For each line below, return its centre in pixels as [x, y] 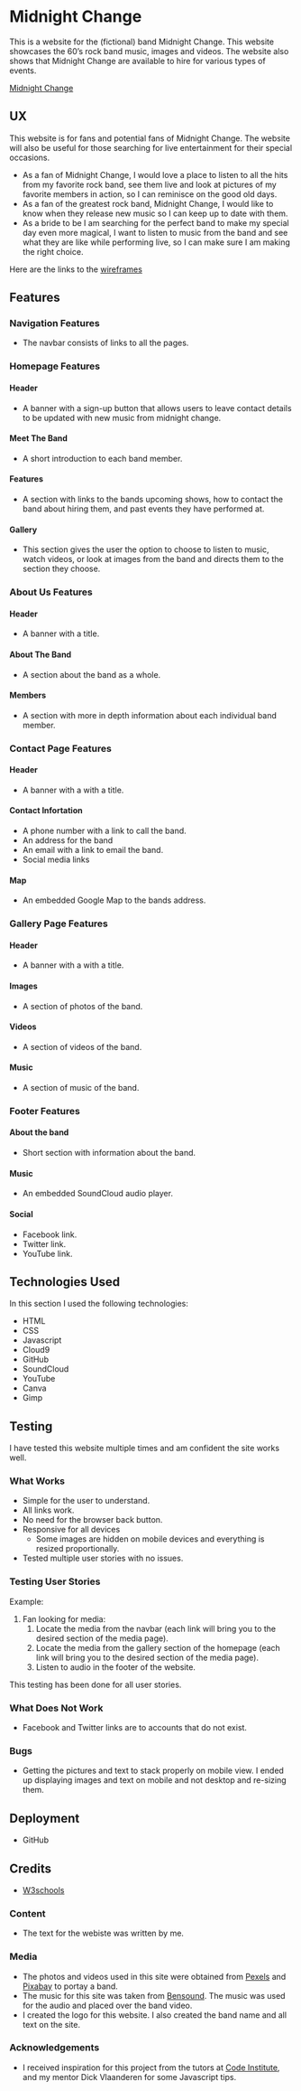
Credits [31, 1868]
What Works [37, 1481]
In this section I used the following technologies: [99, 1304]
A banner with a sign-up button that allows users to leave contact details [157, 408]
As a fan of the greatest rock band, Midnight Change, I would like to [148, 203]
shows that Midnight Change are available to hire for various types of [137, 61]
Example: [27, 1601]
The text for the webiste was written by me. [103, 1933]
